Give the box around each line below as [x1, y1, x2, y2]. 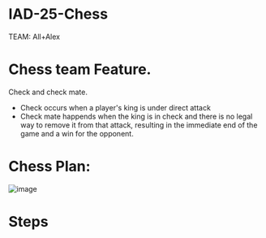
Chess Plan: [8, 158, 91, 175]
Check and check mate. [8, 87, 88, 97]
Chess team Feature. [8, 60, 152, 79]
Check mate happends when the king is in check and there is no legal [19, 111, 253, 121]
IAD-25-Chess [8, 5, 108, 24]
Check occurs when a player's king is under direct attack [19, 102, 211, 112]
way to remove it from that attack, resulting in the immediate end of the [19, 119, 258, 130]
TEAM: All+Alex [8, 32, 61, 41]
